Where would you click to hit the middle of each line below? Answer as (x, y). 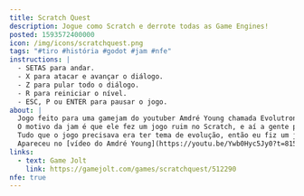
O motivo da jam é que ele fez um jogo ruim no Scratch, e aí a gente (153, 127)
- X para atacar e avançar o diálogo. (91, 77)
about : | (26, 110)
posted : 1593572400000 (52, 34)
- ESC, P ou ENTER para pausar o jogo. (93, 102)
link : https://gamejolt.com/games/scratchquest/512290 (131, 169)
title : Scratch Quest (50, 18)
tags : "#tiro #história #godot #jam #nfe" (90, 51)
